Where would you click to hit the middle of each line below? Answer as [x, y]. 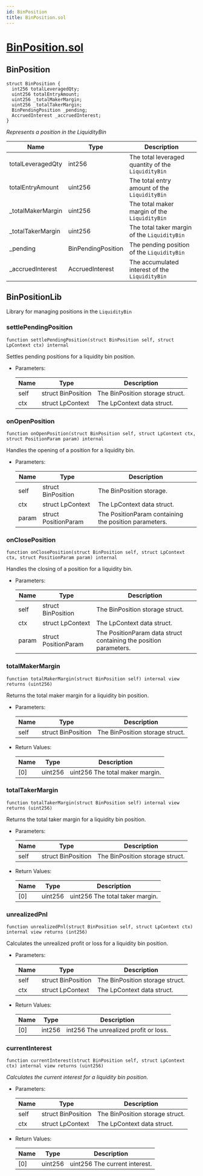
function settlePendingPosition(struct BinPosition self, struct [90, 340]
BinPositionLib [34, 297]
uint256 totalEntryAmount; [46, 94]
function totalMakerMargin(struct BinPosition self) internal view [93, 679]
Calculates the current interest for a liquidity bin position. [77, 1077]
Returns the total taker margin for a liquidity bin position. [76, 819]
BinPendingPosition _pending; [50, 110]
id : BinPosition [27, 12]
